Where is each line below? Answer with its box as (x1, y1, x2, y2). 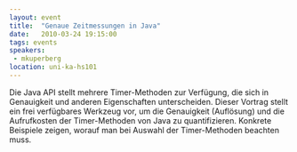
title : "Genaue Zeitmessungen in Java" (9, 21, 162, 30)
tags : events (9, 37, 58, 47)
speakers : (9, 46, 46, 55)
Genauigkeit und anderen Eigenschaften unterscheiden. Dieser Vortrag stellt (9, 96, 289, 107)
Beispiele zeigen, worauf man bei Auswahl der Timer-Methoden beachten (9, 124, 280, 135)
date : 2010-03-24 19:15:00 (9, 29, 117, 38)
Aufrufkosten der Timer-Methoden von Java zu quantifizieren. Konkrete (9, 115, 272, 125)
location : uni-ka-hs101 (9, 63, 98, 72)
